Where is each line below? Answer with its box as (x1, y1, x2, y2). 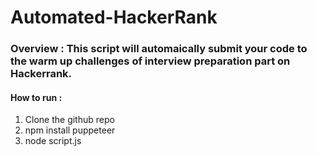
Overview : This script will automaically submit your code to (10, 42, 308, 56)
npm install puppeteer (24, 124, 116, 136)
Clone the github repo (24, 114, 115, 126)
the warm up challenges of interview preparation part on (10, 54, 291, 68)
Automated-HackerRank (10, 6, 218, 29)
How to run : (10, 91, 63, 103)
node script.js (24, 135, 82, 147)
